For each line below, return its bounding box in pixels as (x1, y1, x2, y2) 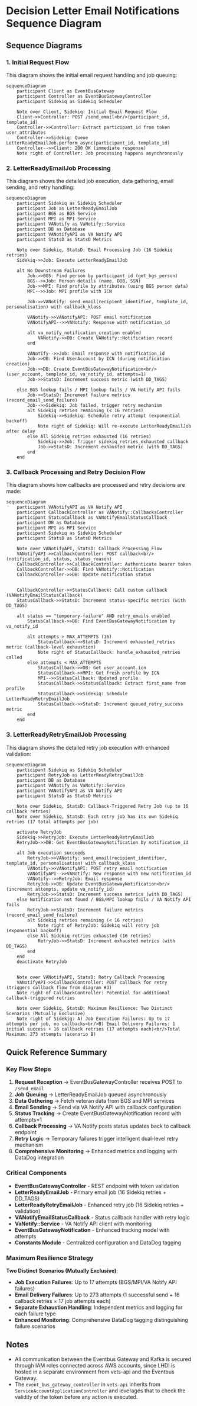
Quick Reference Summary (6, 1047, 107, 1058)
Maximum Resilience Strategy (6, 1254, 94, 1262)
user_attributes (6, 129, 46, 136)
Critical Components (6, 1169, 67, 1177)
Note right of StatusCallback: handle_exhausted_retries (37, 650, 181, 656)
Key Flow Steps (6, 1065, 51, 1073)
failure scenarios (14, 1322, 56, 1330)
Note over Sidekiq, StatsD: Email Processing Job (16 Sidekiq (17, 247, 173, 253)
